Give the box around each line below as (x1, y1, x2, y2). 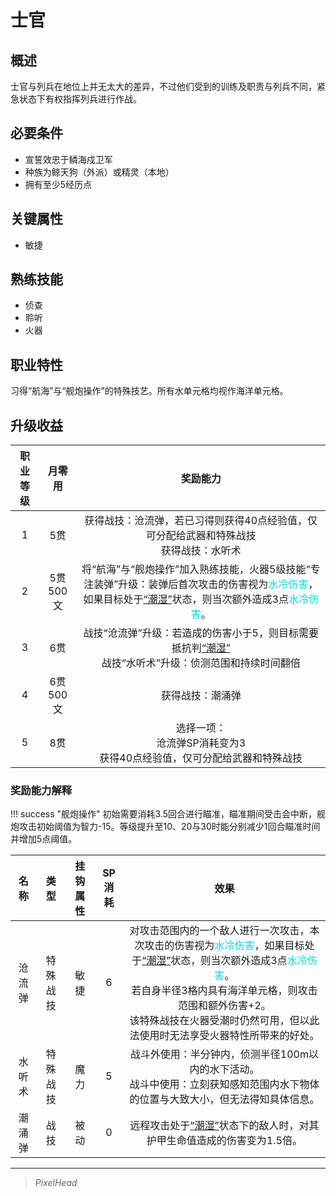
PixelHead (34, 1177, 78, 1189)
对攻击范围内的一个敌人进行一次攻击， (129, 924, 310, 938)
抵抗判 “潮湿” (171, 641, 231, 655)
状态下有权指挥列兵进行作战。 (18, 93, 142, 105)
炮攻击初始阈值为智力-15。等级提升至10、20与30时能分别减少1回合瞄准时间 (10, 821, 321, 833)
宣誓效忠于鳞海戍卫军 (24, 153, 113, 165)
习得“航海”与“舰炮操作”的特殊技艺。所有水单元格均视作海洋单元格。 (10, 385, 289, 397)
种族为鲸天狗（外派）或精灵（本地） (24, 166, 175, 178)
